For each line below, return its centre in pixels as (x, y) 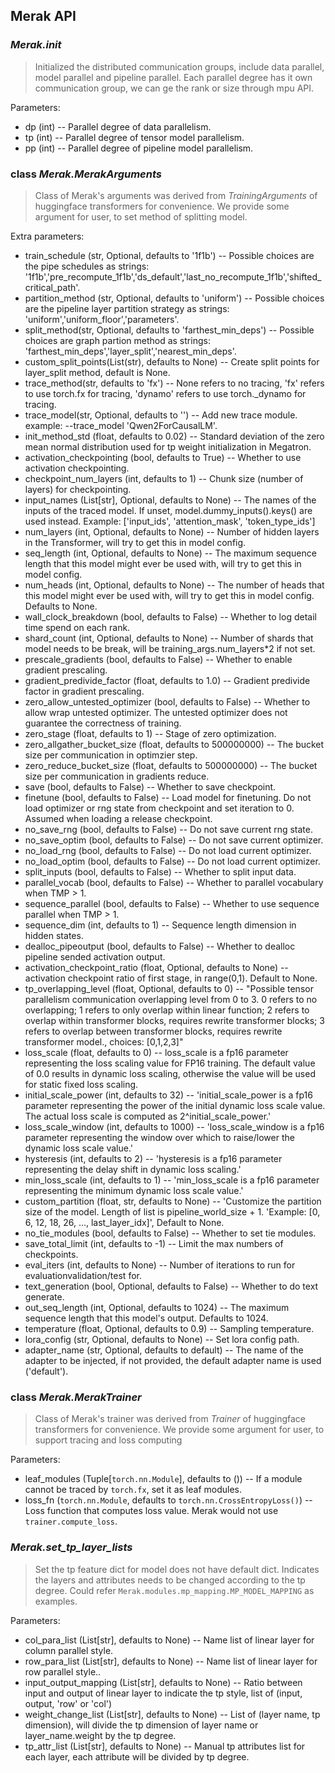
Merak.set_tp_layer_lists (71, 1547)
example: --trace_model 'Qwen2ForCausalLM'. (121, 425)
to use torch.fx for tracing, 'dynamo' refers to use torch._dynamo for (165, 393)
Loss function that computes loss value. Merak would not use (151, 1511)
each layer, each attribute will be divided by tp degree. (137, 1756)
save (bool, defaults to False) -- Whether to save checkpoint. (150, 786)
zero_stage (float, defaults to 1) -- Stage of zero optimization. (150, 733)
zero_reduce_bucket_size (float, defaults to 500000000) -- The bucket (171, 765)
